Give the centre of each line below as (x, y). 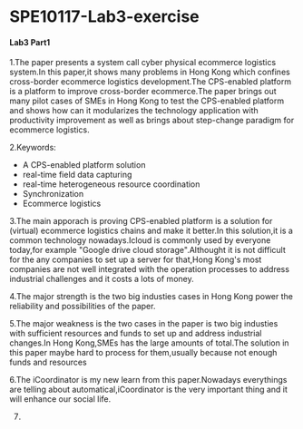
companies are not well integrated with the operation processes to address (150, 269)
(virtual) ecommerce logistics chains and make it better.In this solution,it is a (151, 231)
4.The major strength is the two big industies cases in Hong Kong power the (151, 297)
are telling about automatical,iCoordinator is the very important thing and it (149, 390)
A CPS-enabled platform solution (84, 165)
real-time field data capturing (77, 175)
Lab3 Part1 (30, 42)
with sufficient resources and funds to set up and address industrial (136, 334)
